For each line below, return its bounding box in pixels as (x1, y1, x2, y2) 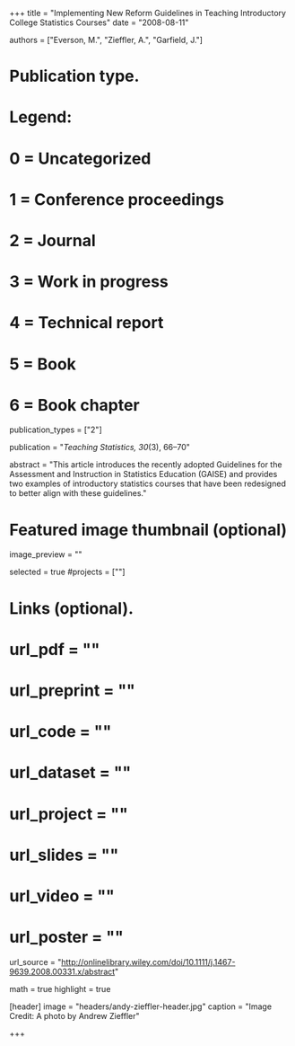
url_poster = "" (9, 927, 124, 947)
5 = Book (9, 354, 76, 374)
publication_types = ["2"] (9, 424, 102, 435)
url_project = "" (9, 803, 128, 824)
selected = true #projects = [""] (9, 566, 126, 578)
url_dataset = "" (9, 763, 132, 783)
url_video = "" (9, 885, 115, 906)
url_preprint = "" (9, 680, 136, 700)
